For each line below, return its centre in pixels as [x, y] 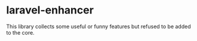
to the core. [20, 32]
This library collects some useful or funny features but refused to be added [98, 26]
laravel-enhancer [50, 10]
